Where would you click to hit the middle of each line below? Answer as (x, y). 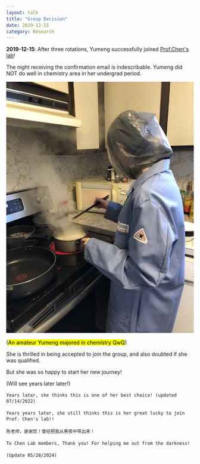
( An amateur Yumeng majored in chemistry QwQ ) (67, 343)
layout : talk (22, 13)
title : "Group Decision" (37, 19)
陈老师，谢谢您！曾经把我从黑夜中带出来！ (51, 432)
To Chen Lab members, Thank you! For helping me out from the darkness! (98, 444)
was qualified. (23, 361)
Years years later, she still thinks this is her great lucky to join (96, 413)
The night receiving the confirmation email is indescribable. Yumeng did (94, 67)
